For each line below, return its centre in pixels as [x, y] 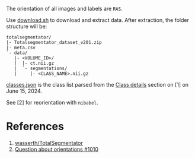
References [35, 127]
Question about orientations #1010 [57, 149]
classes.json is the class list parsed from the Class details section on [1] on [97, 85]
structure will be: [27, 26]
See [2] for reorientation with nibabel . [52, 102]
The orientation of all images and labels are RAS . [64, 9]
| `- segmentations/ [41, 68]
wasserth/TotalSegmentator [49, 143]
